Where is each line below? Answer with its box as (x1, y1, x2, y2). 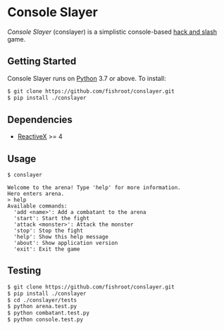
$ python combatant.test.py (7, 310, 90, 317)
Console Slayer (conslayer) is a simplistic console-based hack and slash (7, 27, 217, 36)
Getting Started (7, 56, 77, 68)
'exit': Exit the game (13, 246, 80, 253)
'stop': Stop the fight (13, 227, 83, 234)
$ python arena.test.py (7, 303, 77, 310)
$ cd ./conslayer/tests (7, 296, 77, 303)
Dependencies (7, 113, 73, 125)
